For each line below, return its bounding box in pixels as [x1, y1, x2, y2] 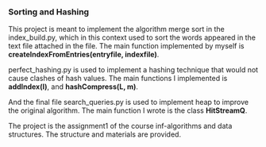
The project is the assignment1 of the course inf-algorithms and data [8, 122, 233, 131]
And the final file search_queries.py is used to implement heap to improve [8, 98, 249, 107]
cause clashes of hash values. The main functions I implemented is [8, 74, 228, 83]
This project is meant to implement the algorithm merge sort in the [8, 25, 225, 34]
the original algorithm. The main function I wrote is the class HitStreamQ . [8, 106, 248, 115]
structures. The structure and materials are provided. [8, 130, 181, 139]
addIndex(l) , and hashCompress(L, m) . [8, 82, 139, 91]
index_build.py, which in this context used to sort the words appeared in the [8, 33, 256, 42]
